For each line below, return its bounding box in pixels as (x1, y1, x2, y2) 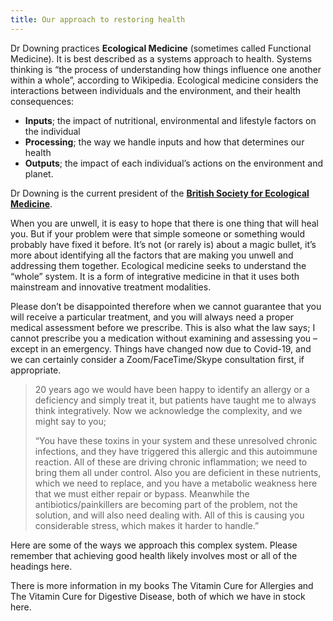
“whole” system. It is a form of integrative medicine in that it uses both (10, 270, 300, 282)
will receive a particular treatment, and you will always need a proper (10, 311, 295, 323)
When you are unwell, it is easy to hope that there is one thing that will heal (10, 217, 319, 229)
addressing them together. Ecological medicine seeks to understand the (10, 259, 307, 271)
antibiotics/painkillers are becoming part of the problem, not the (34, 498, 298, 510)
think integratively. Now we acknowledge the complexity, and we (34, 404, 303, 416)
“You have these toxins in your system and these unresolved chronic (34, 434, 318, 446)
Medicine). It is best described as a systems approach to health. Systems (10, 52, 313, 65)
